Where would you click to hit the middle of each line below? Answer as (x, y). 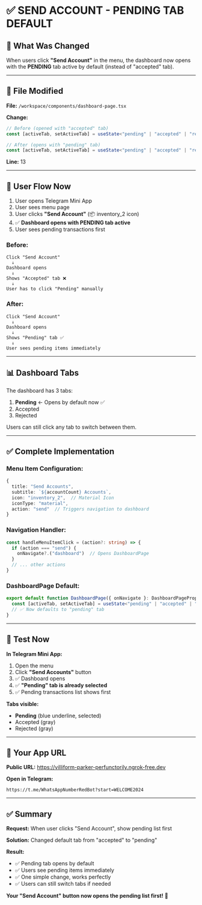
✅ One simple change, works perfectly (63, 877)
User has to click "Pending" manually (55, 289)
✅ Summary (29, 814)
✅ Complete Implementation (60, 451)
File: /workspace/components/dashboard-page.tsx (66, 105)
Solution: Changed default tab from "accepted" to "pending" (82, 840)
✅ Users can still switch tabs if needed (63, 884)
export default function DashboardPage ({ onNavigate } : (78, 598)
